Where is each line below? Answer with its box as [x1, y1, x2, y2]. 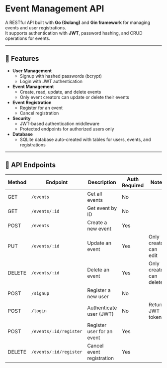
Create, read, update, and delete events [19, 89, 101, 95]
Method [7, 179, 27, 186]
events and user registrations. [5, 24, 66, 30]
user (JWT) [86, 310, 114, 317]
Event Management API [5, 3, 104, 14]
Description [87, 179, 116, 186]
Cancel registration [19, 110, 59, 116]
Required [121, 182, 144, 189]
